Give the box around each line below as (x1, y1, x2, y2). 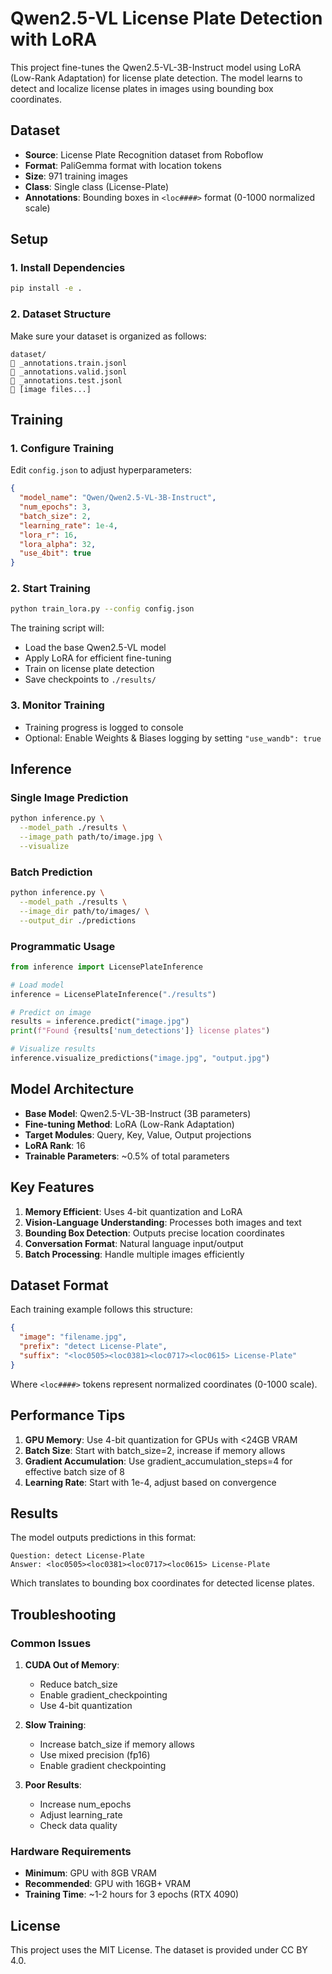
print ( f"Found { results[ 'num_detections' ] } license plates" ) (10, 1026, 271, 1036)
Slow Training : (24, 1719, 87, 1731)
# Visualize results (10, 1044, 97, 1054)
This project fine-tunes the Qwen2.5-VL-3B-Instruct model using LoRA (10, 61, 302, 73)
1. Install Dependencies (10, 261, 126, 275)
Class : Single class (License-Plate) (24, 180, 170, 192)
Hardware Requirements (10, 1844, 132, 1858)
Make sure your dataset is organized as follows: (10, 330, 207, 342)
